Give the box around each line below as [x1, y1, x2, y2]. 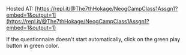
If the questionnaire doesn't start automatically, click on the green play [6, 36, 181, 42]
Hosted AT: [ [6, 5, 37, 12]
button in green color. [6, 42, 59, 49]
